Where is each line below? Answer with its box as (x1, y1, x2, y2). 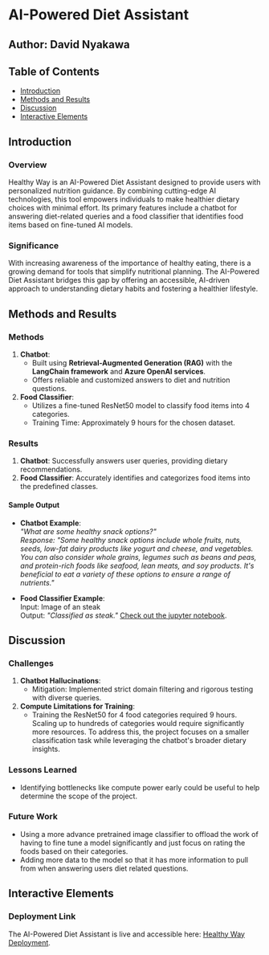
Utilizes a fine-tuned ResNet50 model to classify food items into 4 (31, 401, 251, 410)
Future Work (8, 811, 58, 822)
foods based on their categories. (19, 846, 128, 856)
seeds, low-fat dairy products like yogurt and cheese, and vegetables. (19, 544, 254, 553)
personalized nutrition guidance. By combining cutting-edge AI (8, 186, 217, 196)
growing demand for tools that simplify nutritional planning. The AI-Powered (8, 267, 259, 276)
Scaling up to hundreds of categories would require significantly (31, 719, 245, 728)
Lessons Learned (8, 765, 78, 776)
